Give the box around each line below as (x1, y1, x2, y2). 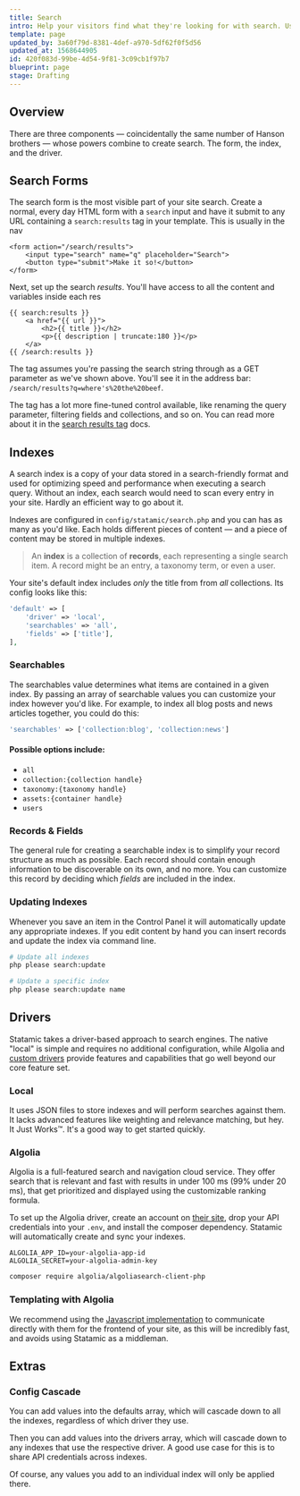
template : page (9, 30, 66, 38)
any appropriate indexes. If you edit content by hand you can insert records (9, 925, 287, 936)
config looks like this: (9, 587, 87, 598)
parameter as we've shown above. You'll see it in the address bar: (9, 373, 252, 384)
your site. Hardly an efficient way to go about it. (9, 497, 184, 508)
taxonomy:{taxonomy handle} (21, 785, 127, 794)
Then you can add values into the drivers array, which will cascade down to (9, 1432, 287, 1443)
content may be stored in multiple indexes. (9, 533, 166, 544)
